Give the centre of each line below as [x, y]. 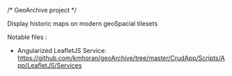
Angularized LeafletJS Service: [62, 51]
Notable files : [27, 37]
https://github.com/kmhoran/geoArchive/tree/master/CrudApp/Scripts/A [121, 58]
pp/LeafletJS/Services [49, 65]
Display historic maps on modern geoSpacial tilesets [83, 23]
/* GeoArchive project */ [42, 10]
